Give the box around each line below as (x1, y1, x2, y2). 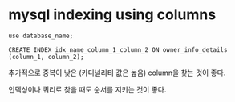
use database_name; (8, 32, 74, 40)
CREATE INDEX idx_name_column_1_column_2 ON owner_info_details (8, 45, 228, 53)
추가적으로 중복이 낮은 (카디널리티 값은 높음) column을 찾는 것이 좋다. (8, 68, 226, 77)
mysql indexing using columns (8, 6, 217, 24)
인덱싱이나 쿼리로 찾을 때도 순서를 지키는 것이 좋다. (8, 84, 167, 94)
